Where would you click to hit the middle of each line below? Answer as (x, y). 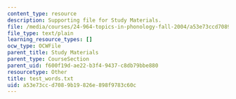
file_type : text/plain (40, 33)
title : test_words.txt (40, 78)
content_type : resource (42, 14)
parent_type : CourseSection (48, 59)
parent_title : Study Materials (53, 53)
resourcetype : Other (38, 72)
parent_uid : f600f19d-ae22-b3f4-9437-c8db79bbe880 (83, 66)
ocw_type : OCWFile (34, 46)
